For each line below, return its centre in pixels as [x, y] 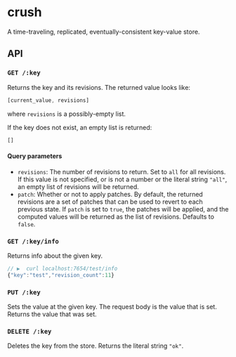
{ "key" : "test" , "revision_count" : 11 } [61, 275]
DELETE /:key [29, 331]
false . [26, 224]
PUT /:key [24, 292]
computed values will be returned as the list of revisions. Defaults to [116, 216]
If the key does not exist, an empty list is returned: [80, 127]
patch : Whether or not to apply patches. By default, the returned [110, 194]
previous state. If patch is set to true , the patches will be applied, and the [123, 209]
